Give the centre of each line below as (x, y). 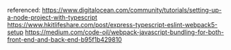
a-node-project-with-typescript (52, 17)
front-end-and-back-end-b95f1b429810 (65, 40)
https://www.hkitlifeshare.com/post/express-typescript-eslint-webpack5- (112, 25)
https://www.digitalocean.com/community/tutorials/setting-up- (132, 10)
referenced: (24, 10)
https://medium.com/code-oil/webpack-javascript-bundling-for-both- (124, 32)
